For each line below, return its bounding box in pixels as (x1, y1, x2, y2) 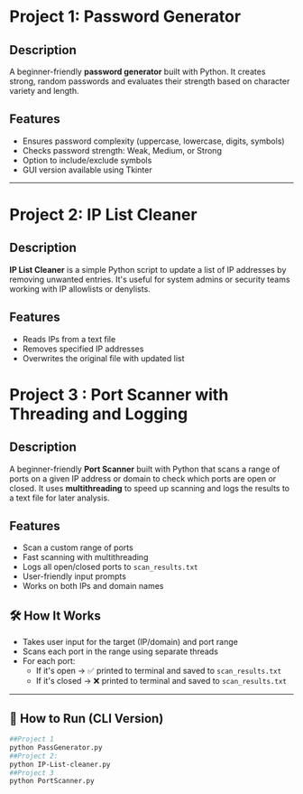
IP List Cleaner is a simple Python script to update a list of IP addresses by (9, 264, 287, 275)
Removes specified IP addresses (22, 343, 144, 354)
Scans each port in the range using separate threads (22, 646, 219, 657)
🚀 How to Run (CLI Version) (9, 711, 164, 726)
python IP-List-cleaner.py (9, 760, 111, 769)
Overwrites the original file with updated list (22, 352, 185, 363)
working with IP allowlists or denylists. (9, 283, 151, 294)
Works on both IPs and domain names (22, 581, 164, 592)
